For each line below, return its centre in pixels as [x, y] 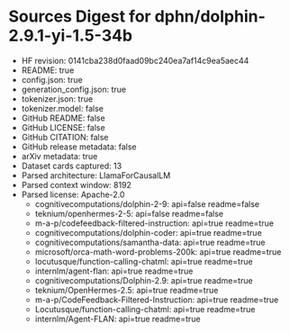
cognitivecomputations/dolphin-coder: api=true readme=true [148, 232]
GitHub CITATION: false [65, 137]
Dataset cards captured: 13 [72, 166]
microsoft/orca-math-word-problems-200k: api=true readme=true [158, 252]
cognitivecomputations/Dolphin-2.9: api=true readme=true [144, 280]
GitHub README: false [63, 118]
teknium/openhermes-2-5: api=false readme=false [129, 213]
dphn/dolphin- [210, 17]
